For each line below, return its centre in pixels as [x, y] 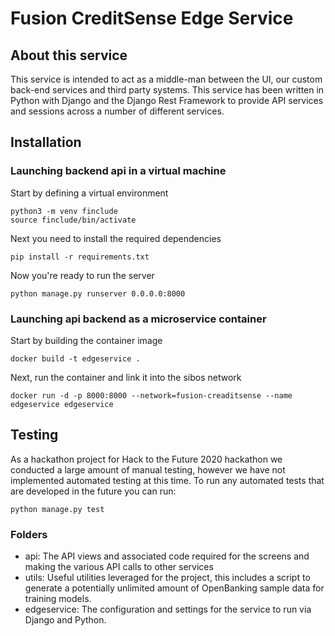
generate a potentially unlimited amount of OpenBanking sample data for [174, 588]
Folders [29, 534]
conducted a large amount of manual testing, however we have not [148, 469]
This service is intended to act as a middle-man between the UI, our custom [166, 79]
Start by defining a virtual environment [89, 193]
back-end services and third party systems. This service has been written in [167, 90]
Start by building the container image [86, 340]
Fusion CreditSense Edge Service [152, 18]
